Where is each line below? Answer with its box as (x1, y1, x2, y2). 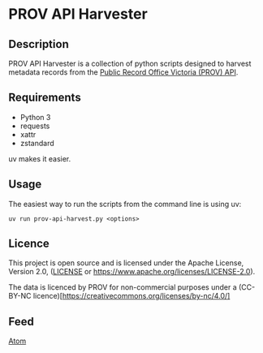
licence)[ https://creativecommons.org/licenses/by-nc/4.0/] (32, 291, 231, 301)
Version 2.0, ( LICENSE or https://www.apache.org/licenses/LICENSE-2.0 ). (8, 267, 256, 277)
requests (19, 121, 50, 131)
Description (8, 37, 69, 51)
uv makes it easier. (8, 153, 71, 163)
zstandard (19, 138, 54, 148)
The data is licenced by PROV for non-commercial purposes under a (8, 282, 237, 292)
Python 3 (19, 112, 51, 122)
